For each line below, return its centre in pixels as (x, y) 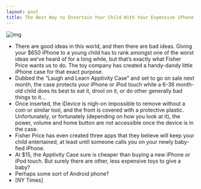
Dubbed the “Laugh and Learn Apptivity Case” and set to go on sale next (104, 78)
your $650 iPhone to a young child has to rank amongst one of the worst (104, 52)
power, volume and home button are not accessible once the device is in (104, 122)
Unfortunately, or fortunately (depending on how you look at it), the (98, 116)
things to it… (30, 97)
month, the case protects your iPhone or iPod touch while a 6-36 (95, 84)
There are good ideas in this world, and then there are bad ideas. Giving (103, 46)
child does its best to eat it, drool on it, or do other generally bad (103, 91)
